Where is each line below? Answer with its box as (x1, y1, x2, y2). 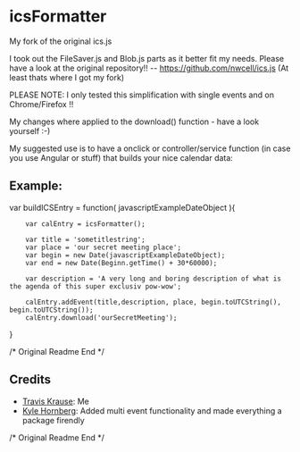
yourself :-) (9, 125, 51, 136)
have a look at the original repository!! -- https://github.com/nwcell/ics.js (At (9, 63, 289, 73)
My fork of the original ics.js (9, 36, 112, 46)
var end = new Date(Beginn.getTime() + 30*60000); (25, 258, 218, 267)
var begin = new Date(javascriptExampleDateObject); (25, 250, 226, 260)
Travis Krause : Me (21, 396, 89, 406)
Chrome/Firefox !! (9, 98, 74, 109)
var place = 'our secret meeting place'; (25, 243, 181, 252)
